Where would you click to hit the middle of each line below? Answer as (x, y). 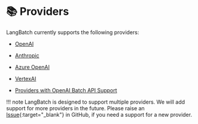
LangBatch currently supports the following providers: (73, 32)
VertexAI (25, 78)
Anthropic (27, 55)
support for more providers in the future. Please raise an (75, 108)
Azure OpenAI (32, 67)
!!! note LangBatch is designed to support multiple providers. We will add (96, 102)
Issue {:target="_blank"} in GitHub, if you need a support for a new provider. (99, 114)
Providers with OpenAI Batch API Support (66, 90)
